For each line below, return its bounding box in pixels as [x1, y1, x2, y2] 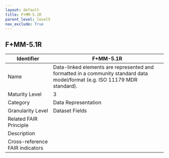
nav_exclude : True [5, 21, 44, 27]
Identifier [17, 55, 39, 62]
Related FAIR [8, 116, 38, 123]
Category [8, 99, 30, 106]
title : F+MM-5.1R [5, 12, 42, 17]
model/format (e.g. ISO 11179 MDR [53, 76, 138, 83]
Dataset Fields [53, 107, 87, 114]
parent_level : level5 [5, 17, 51, 22]
